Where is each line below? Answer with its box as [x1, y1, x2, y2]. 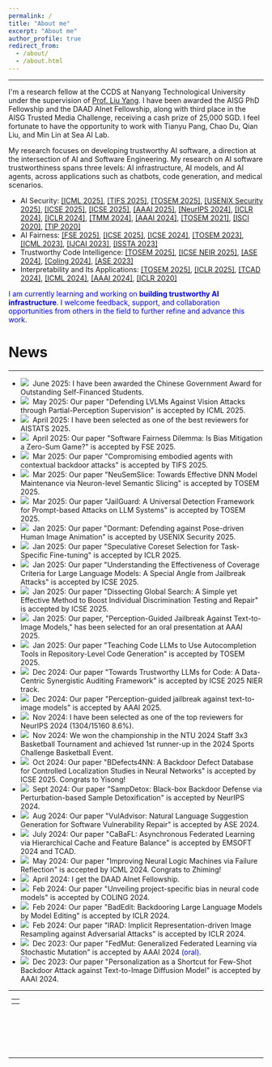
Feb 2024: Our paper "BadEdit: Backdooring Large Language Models [32, 902, 263, 911]
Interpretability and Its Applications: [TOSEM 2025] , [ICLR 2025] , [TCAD [19, 264, 261, 274]
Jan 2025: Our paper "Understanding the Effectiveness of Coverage [32, 560, 261, 570]
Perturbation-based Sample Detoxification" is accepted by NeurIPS [19, 792, 245, 802]
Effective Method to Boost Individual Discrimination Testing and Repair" [19, 595, 259, 604]
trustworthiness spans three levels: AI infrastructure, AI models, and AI [8, 163, 244, 173]
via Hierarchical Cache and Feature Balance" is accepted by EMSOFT [19, 838, 253, 847]
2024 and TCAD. [19, 846, 76, 856]
